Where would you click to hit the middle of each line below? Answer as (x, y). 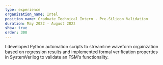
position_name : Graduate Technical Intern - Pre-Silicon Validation (77, 19)
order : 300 (16, 32)
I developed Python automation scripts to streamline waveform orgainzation (82, 47)
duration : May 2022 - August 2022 (41, 23)
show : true (16, 28)
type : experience (23, 10)
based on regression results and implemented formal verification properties (81, 52)
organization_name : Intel (31, 14)
